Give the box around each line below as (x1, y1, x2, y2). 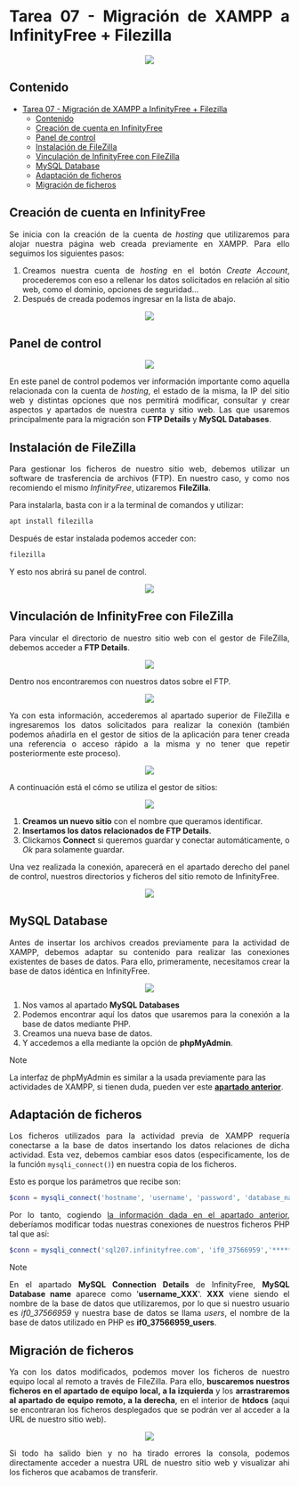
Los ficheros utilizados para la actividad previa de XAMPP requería (9, 1131, 290, 1141)
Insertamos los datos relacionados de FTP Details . (21, 825, 212, 836)
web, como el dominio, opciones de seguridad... (21, 283, 199, 295)
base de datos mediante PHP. (21, 1018, 132, 1029)
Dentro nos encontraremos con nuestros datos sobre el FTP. (9, 675, 231, 687)
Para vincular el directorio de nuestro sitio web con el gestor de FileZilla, (9, 633, 290, 643)
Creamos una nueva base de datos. (21, 1027, 153, 1039)
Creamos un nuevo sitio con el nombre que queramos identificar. (21, 815, 263, 826)
